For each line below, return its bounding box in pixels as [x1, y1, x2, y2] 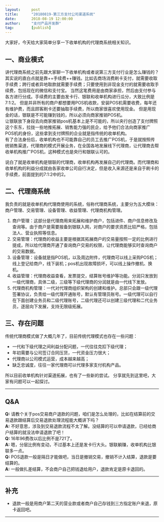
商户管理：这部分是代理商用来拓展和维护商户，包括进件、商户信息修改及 [12, 218, 158, 224]
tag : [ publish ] [5, 25, 51, 30]
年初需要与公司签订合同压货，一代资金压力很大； [12, 349, 111, 355]
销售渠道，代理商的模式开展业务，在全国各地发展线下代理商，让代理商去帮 [9, 143, 159, 149]
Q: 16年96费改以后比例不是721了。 [5, 436, 75, 442]
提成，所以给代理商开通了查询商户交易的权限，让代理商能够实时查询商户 [12, 242, 158, 248]
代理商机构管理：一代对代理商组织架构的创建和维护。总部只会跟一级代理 [12, 285, 158, 291]
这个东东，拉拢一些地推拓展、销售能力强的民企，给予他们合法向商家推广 [5, 124, 150, 130]
